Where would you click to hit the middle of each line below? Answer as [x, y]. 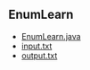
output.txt [39, 55]
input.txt [37, 46]
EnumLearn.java [51, 36]
